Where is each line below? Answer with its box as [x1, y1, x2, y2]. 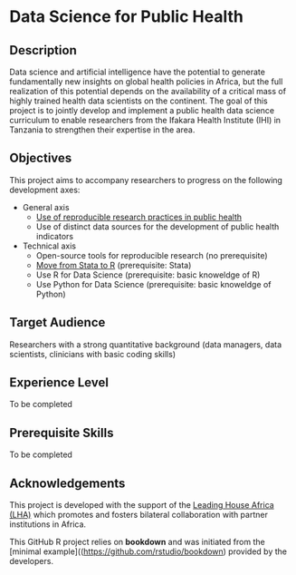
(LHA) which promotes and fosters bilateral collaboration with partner [9, 510, 269, 521]
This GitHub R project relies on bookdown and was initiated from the [9, 537, 265, 548]
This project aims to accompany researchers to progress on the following [9, 174, 283, 185]
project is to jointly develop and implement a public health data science [9, 105, 275, 115]
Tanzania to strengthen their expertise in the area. [9, 124, 196, 135]
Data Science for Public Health [9, 6, 244, 27]
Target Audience [9, 315, 106, 330]
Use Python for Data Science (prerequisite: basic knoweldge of [35, 278, 272, 289]
